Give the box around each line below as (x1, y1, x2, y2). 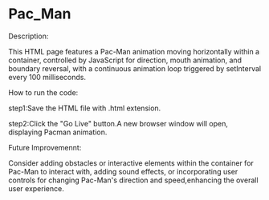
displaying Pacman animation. (8, 127, 108, 137)
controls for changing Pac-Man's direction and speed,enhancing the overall (8, 175, 259, 185)
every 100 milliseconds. (8, 72, 87, 82)
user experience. (8, 183, 64, 193)
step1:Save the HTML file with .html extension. (8, 103, 161, 113)
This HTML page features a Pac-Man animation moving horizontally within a (8, 46, 259, 56)
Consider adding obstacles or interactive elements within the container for (8, 158, 255, 168)
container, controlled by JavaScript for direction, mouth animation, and (8, 55, 243, 65)
